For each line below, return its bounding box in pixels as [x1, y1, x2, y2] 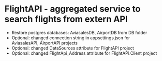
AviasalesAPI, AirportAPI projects [11, 40, 78, 46]
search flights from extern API [4, 14, 128, 25]
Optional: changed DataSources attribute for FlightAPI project [11, 45, 134, 51]
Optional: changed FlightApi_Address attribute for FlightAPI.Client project [11, 50, 157, 56]
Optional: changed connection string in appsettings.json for [11, 35, 130, 41]
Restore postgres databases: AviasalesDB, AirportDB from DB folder [11, 30, 147, 35]
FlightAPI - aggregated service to [4, 3, 141, 15]
